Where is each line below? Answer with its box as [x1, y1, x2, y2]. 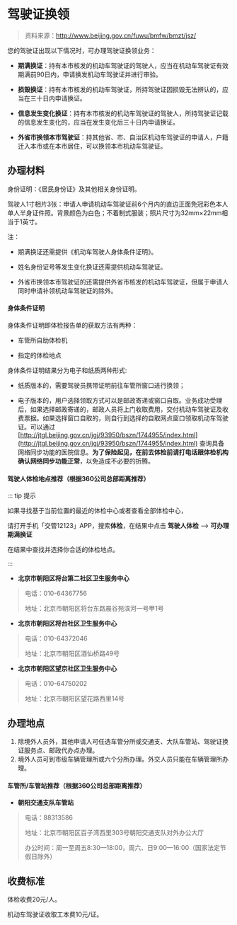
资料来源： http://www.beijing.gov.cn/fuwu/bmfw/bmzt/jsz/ [24, 31, 197, 40]
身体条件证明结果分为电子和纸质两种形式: [7, 366, 127, 374]
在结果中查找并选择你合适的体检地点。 [7, 546, 119, 554]
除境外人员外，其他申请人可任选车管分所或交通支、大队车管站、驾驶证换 [17, 737, 229, 745]
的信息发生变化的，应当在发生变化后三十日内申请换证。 [17, 117, 179, 126]
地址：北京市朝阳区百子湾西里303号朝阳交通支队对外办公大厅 [24, 829, 204, 837]
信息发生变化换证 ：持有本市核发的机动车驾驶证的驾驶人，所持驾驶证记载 [17, 109, 229, 117]
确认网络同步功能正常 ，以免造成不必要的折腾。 [17, 456, 154, 465]
